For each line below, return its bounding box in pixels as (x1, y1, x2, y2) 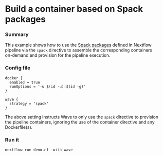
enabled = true (9, 80, 40, 85)
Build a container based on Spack (5, 3, 144, 15)
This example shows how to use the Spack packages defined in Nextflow (5, 42, 152, 48)
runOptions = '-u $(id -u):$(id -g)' (9, 84, 86, 89)
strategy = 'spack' (9, 101, 49, 106)
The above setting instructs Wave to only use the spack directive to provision (5, 114, 159, 120)
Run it (5, 136, 19, 143)
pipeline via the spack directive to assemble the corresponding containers (5, 47, 152, 53)
